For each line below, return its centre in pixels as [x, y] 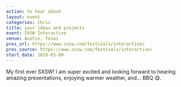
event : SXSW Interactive [36, 33]
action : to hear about [34, 11]
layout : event [23, 17]
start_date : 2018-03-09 [35, 55]
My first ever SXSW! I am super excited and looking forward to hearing [91, 71]
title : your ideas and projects [45, 28]
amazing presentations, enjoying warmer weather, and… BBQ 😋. [84, 78]
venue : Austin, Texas [32, 39]
